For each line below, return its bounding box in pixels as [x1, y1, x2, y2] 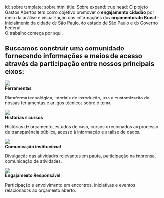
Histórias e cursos [5, 114, 43, 120]
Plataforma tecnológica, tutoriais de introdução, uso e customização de [5, 95, 150, 100]
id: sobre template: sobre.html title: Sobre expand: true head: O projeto [5, 4, 148, 10]
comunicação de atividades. [5, 158, 62, 164]
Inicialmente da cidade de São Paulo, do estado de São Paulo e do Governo [5, 20, 158, 25]
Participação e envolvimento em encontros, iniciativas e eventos [5, 182, 136, 188]
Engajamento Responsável [5, 173, 61, 178]
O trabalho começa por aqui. [5, 30, 63, 36]
